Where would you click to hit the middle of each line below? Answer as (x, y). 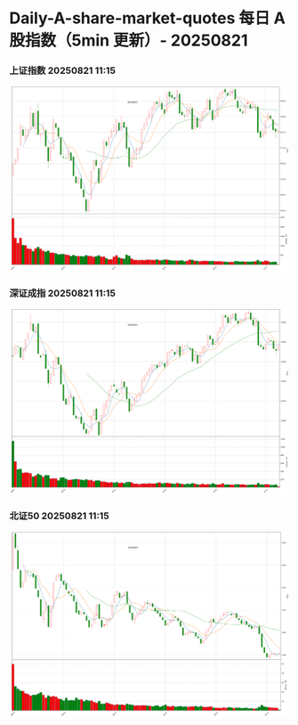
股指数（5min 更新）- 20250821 (129, 41)
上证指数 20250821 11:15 (62, 70)
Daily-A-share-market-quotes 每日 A (148, 18)
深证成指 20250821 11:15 (62, 293)
